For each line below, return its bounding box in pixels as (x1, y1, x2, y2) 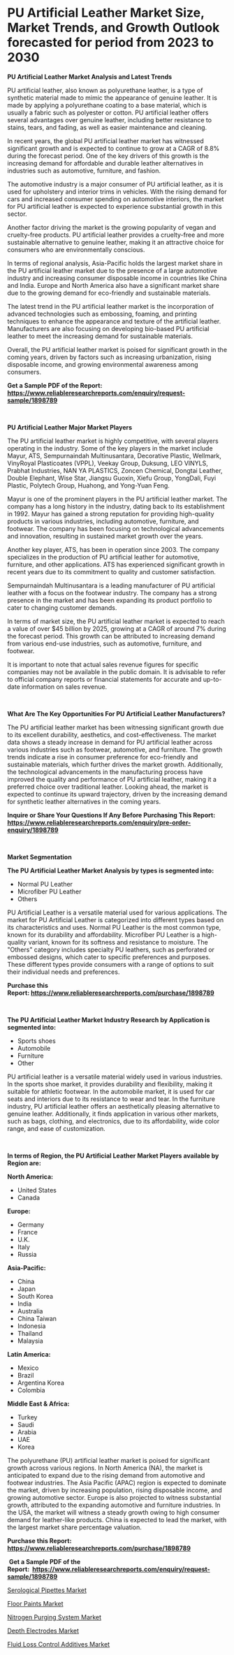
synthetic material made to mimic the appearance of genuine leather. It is (7, 93, 218, 102)
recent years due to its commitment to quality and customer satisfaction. (7, 567, 217, 576)
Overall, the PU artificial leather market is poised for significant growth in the (7, 345, 228, 353)
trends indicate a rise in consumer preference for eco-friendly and (7, 752, 198, 761)
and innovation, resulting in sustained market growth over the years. (7, 532, 203, 540)
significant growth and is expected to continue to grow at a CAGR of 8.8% (7, 144, 220, 152)
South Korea (17, 1292, 54, 1300)
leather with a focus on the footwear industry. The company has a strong (7, 588, 217, 597)
